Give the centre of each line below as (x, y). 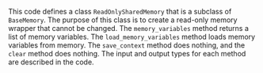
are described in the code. (51, 62)
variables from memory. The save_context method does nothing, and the (127, 45)
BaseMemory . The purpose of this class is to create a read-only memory (123, 20)
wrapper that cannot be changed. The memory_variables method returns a (129, 28)
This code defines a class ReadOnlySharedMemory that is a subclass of (120, 12)
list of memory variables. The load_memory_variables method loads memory (132, 36)
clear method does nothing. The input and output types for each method (127, 54)
